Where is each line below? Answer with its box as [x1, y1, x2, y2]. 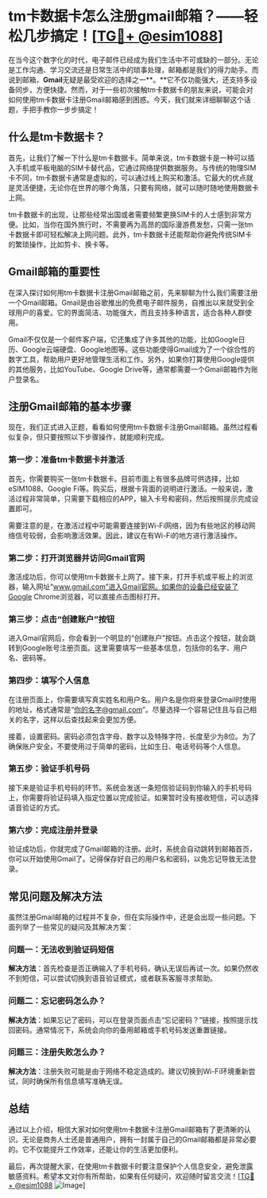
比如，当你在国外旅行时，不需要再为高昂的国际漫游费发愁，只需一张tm [21, 220, 253, 229]
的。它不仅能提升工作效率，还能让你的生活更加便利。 [8, 1144, 183, 1154]
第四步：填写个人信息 [8, 675, 90, 686]
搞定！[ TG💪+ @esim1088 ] [50, 27, 224, 45]
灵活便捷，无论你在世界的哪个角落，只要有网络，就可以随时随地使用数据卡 [14, 182, 259, 192]
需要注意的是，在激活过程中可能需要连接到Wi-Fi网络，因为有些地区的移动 [8, 521, 249, 530]
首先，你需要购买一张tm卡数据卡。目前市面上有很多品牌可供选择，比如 [8, 474, 240, 483]
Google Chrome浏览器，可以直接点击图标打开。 [8, 591, 164, 601]
